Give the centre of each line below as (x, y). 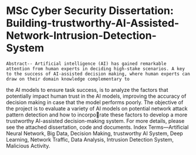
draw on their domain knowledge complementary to (68, 79)
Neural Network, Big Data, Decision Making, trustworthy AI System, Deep (94, 133)
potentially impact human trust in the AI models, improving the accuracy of (96, 96)
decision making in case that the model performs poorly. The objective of (95, 102)
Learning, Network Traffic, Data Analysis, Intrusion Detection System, (90, 139)
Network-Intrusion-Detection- (81, 36)
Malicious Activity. (28, 146)
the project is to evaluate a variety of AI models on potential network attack (97, 108)
